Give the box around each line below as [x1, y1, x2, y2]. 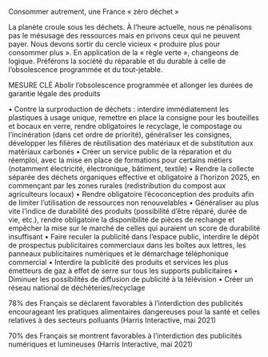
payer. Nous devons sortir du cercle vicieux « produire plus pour [8, 39, 221, 49]
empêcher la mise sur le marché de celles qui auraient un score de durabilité [8, 223, 261, 233]
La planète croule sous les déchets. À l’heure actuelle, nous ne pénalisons [8, 22, 252, 31]
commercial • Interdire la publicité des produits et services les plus [8, 258, 229, 267]
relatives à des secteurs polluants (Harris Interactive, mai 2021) [8, 315, 216, 325]
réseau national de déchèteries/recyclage [8, 283, 146, 292]
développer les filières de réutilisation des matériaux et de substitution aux [8, 138, 254, 147]
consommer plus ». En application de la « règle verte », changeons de [8, 48, 239, 57]
